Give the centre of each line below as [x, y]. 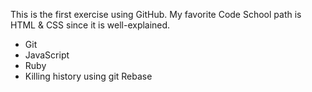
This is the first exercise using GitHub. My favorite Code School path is [156, 14]
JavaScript [47, 55]
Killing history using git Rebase [88, 76]
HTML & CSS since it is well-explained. [90, 25]
